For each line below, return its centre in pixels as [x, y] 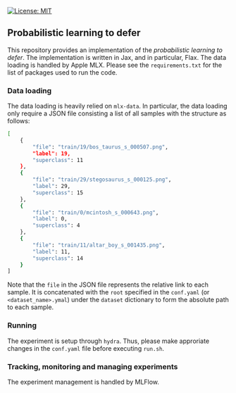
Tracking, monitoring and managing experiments [93, 366]
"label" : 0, [50, 219]
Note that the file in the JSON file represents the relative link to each [108, 285]
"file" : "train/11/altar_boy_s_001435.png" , [99, 245]
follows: [19, 121]
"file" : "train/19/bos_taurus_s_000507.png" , [101, 147]
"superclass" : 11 [58, 160]
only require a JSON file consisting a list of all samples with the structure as [117, 113]
